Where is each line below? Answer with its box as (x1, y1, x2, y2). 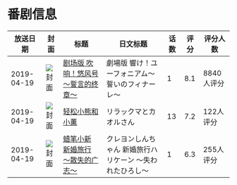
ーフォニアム (106, 68, 148, 78)
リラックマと (106, 107, 150, 117)
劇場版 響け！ (106, 58, 151, 68)
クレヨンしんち (106, 133, 157, 143)
